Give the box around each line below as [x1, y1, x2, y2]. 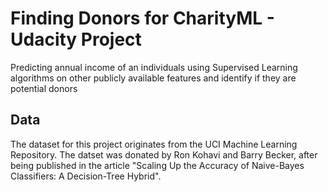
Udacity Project [10, 28, 142, 51]
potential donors [10, 82, 78, 94]
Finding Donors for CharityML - [10, 7, 275, 30]
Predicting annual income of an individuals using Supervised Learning [10, 61, 298, 73]
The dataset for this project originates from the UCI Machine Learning [10, 138, 298, 150]
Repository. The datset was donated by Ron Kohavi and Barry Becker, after [10, 148, 318, 161]
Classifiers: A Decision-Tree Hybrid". [10, 170, 162, 182]
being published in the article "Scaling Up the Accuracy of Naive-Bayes [10, 159, 305, 171]
